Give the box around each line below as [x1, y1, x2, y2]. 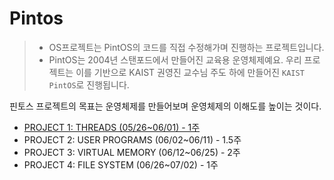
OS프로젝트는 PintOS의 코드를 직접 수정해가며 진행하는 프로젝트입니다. [48, 41, 325, 53]
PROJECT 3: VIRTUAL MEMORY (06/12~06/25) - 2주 [23, 146, 241, 158]
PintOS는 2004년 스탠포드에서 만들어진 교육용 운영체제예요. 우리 [48, 53, 302, 66]
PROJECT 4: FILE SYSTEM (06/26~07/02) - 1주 [23, 158, 219, 171]
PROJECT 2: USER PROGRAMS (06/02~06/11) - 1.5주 [23, 133, 242, 146]
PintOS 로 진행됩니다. [48, 78, 130, 91]
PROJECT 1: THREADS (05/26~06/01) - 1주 [23, 121, 201, 133]
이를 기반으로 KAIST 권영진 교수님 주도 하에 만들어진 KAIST [75, 66, 305, 78]
